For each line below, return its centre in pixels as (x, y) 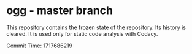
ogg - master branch (60, 11)
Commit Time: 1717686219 (39, 46)
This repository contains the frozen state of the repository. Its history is (96, 27)
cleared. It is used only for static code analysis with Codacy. (82, 33)
